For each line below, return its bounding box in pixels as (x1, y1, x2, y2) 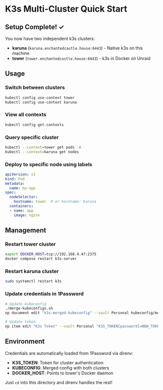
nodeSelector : (9, 195, 38, 200)
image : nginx (14, 213, 40, 218)
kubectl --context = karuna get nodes (5, 149, 79, 154)
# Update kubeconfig (5, 301, 47, 306)
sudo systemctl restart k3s (5, 279, 62, 284)
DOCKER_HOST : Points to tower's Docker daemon (12, 370, 114, 376)
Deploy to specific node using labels (5, 161, 93, 167)
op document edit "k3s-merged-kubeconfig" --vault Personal (5, 311, 130, 316)
